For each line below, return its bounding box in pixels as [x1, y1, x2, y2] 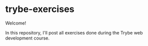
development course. [5, 35, 50, 41]
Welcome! [5, 20, 26, 26]
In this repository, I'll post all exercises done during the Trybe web [5, 29, 143, 35]
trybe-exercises [5, 3, 75, 15]
